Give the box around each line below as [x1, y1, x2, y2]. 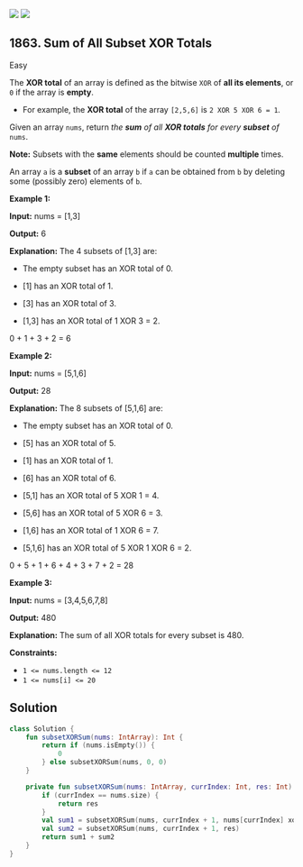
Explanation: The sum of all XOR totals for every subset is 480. [9, 629, 244, 640]
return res [57, 799, 99, 808]
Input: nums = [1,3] [9, 210, 81, 221]
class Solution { [9, 724, 75, 734]
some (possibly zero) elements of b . [9, 176, 142, 187]
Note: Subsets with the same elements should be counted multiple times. [9, 149, 284, 160]
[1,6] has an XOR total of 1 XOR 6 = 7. [22, 525, 160, 535]
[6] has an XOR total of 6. [22, 472, 117, 483]
